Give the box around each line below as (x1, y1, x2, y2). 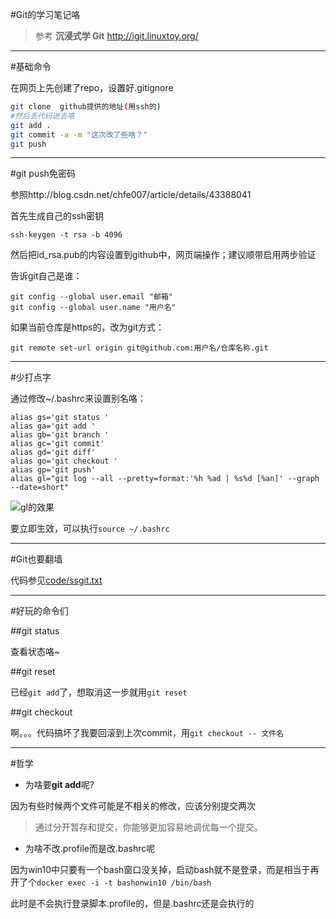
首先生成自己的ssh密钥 (10, 210, 105, 222)
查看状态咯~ (10, 646, 61, 658)
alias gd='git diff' (10, 448, 97, 458)
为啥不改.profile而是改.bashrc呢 (24, 843, 156, 855)
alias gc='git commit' (10, 439, 105, 449)
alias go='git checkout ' (10, 456, 118, 467)
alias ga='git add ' (10, 421, 97, 432)
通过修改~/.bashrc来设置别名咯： (10, 393, 147, 405)
